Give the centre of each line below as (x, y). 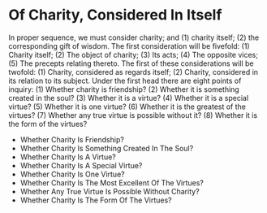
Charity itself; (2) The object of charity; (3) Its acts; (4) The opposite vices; (133, 54)
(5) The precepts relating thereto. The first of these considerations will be (131, 63)
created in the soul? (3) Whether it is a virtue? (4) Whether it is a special (129, 98)
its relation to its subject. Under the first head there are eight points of (125, 80)
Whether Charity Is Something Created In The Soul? (107, 148)
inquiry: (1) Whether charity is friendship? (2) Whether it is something (124, 89)
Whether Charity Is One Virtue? (72, 174)
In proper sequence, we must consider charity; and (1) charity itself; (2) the (134, 37)
